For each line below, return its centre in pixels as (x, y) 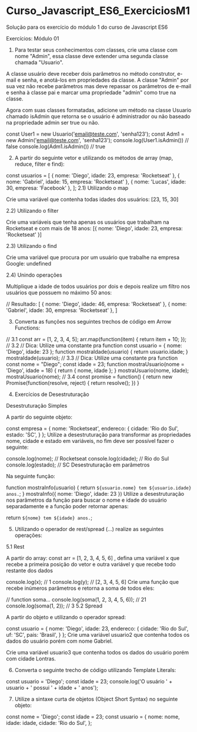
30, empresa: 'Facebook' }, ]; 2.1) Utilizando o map (67, 188)
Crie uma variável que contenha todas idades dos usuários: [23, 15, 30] (92, 199)
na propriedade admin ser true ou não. (53, 122)
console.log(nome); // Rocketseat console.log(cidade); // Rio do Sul (88, 458)
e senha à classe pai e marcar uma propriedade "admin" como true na (91, 92)
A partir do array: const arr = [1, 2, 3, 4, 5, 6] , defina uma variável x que (93, 558)
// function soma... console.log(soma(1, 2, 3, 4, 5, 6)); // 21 (76, 599)
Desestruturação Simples (37, 405)
